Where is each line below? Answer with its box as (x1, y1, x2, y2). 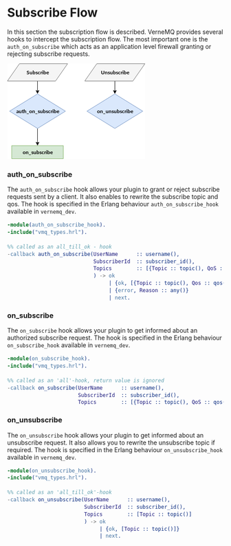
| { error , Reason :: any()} (109, 287, 189, 294)
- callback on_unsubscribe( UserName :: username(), (7, 496, 170, 503)
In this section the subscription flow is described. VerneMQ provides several (7, 28, 223, 36)
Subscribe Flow (7, 5, 98, 21)
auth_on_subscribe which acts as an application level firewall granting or (7, 42, 212, 50)
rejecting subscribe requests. (7, 50, 91, 58)
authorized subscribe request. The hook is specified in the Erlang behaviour (7, 333, 222, 342)
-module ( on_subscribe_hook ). (7, 355, 91, 362)
